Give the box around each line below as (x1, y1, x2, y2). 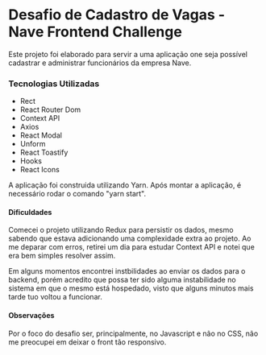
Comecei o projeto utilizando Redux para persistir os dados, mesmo (8, 225, 234, 235)
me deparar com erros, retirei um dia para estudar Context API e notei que (8, 242, 256, 252)
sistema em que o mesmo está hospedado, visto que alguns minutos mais (8, 283, 254, 293)
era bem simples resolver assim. (8, 251, 116, 261)
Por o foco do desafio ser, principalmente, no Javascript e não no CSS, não (8, 328, 259, 338)
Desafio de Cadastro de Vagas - (8, 6, 226, 24)
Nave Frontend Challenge (8, 23, 183, 41)
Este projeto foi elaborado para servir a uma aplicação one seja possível (8, 49, 248, 59)
